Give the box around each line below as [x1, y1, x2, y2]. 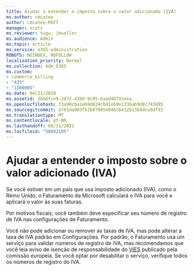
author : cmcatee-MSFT [6, 19, 59, 25]
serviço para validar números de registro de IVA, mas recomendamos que [6, 239, 184, 246]
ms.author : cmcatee [6, 14, 54, 20]
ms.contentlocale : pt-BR [6, 118, 67, 124]
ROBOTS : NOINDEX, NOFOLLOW [6, 52, 72, 58]
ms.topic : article [6, 42, 51, 48]
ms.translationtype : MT [6, 112, 64, 118]
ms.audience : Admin [6, 36, 54, 42]
